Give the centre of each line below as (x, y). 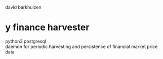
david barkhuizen (23, 7)
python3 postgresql (26, 41)
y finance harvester (47, 27)
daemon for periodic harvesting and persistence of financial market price (81, 46)
